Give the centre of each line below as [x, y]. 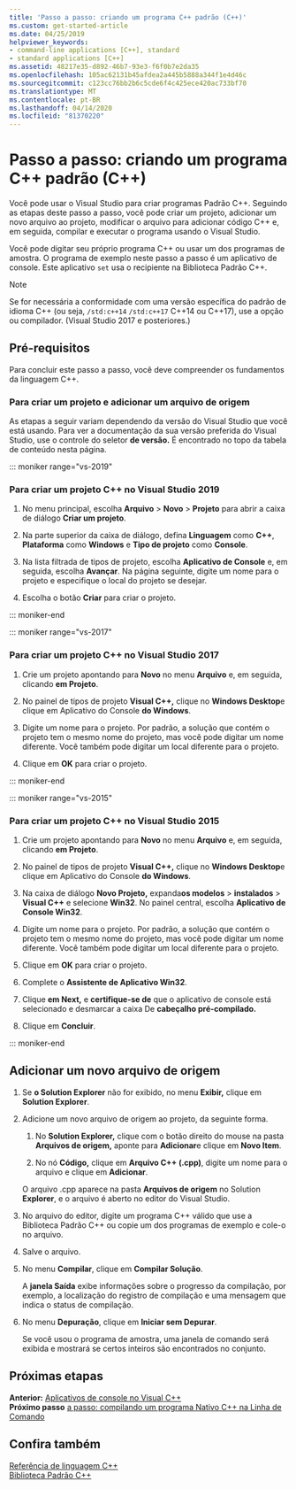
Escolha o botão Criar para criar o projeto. [99, 598]
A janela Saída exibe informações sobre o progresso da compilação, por [154, 1285]
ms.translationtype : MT [53, 91]
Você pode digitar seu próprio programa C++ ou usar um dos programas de [147, 249]
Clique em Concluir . [59, 1026]
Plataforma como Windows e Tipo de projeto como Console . [135, 544]
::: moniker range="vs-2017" [61, 632]
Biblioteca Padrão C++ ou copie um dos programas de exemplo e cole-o [154, 1225]
